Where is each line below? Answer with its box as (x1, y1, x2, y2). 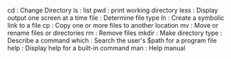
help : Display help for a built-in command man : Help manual (7, 44, 186, 52)
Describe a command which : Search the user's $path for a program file (7, 36, 218, 45)
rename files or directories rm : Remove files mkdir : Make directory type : (7, 28, 222, 37)
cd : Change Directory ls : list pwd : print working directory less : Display (7, 6, 218, 14)
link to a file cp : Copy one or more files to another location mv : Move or (7, 21, 218, 29)
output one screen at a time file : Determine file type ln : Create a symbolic (7, 14, 225, 22)
